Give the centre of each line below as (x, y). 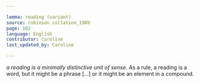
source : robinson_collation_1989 (48, 23)
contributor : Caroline (35, 40)
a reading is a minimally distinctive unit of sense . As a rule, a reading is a (97, 67)
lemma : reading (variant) (39, 17)
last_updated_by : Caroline (40, 45)
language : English (29, 34)
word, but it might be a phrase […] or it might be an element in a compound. (100, 74)
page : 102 (19, 28)
